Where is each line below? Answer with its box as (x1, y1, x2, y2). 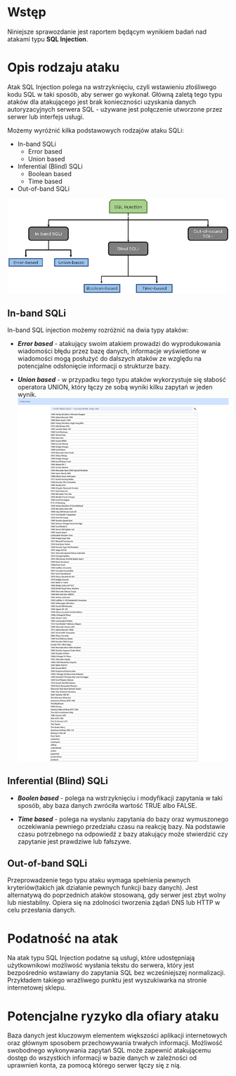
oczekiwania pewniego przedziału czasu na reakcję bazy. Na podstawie (17, 822, 226, 830)
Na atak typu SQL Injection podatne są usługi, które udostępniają (7, 954, 195, 962)
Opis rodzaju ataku (7, 60, 120, 76)
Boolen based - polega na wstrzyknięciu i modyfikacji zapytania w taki (17, 794, 223, 802)
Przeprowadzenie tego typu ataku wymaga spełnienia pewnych (7, 876, 191, 884)
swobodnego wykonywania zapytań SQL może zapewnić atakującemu (7, 1047, 211, 1055)
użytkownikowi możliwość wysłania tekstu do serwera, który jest (7, 961, 195, 969)
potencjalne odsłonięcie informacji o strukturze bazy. (17, 361, 171, 370)
